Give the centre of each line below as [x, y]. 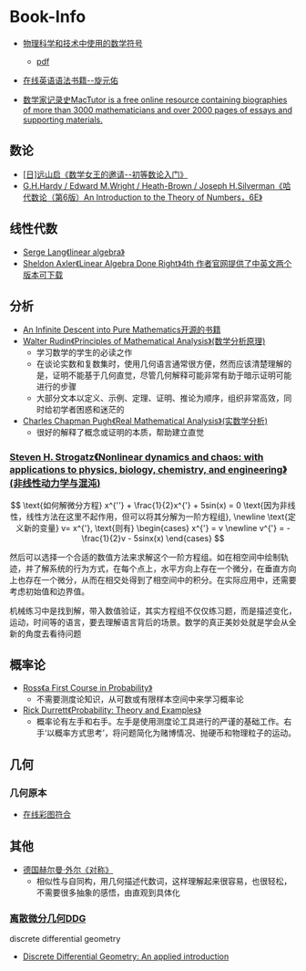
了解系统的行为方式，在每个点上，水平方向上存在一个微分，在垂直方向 [165, 569]
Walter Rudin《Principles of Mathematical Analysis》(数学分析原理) [144, 341]
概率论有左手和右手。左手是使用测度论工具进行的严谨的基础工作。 [160, 722]
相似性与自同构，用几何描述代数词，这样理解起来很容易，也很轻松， [164, 881]
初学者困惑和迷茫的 [88, 410]
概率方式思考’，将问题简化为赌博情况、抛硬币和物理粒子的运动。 [175, 733]
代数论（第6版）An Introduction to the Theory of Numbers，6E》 [143, 197]
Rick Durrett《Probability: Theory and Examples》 [112, 710]
